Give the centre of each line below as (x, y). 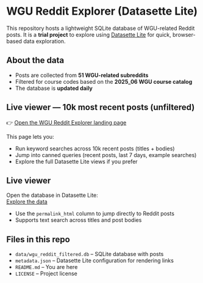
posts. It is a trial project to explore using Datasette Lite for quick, (89, 34)
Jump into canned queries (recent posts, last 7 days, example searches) (106, 155)
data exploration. (45, 41)
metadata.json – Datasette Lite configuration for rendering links (94, 260)
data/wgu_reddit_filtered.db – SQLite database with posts (89, 254)
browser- (184, 34)
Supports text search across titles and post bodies (78, 220)
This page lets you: (30, 136)
